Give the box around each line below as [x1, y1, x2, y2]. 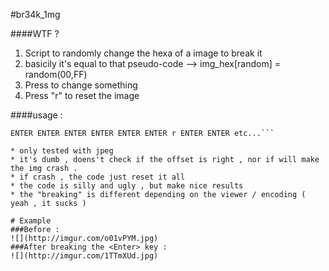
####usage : [10, 109, 63, 121]
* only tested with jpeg [10, 146, 114, 156]
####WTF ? [10, 28, 60, 39]
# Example [10, 216, 52, 226]
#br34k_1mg [10, 9, 61, 20]
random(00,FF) [24, 69, 88, 80]
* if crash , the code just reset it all [10, 172, 186, 182]
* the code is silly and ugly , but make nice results [10, 181, 244, 191]
